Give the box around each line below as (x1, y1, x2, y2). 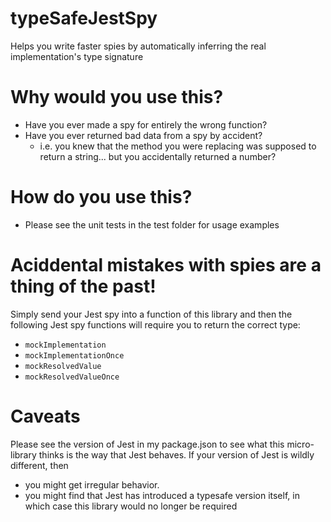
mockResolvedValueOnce (24, 372, 120, 382)
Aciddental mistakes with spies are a (10, 254, 322, 276)
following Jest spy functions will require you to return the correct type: (10, 318, 301, 331)
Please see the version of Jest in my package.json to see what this (10, 438, 285, 450)
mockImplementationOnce (24, 350, 125, 361)
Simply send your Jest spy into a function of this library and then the (10, 308, 293, 320)
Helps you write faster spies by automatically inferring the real (10, 40, 267, 52)
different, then (10, 459, 69, 471)
